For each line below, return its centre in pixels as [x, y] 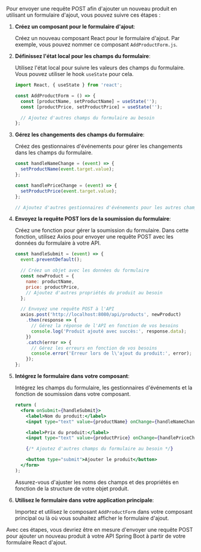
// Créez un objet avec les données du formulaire [85, 271]
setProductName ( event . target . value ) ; [68, 169]
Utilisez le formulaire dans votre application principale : [84, 500]
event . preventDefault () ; [51, 260]
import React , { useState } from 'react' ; [68, 85]
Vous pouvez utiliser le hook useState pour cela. [74, 74]
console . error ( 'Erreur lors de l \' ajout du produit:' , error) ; [112, 353]
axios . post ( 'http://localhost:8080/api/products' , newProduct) [101, 315]
